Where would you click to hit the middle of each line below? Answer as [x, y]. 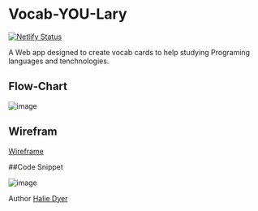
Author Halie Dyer [38, 198]
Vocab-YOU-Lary [68, 14]
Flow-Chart [38, 86]
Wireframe [26, 151]
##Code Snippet [36, 166]
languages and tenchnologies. [59, 61]
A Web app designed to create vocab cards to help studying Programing [129, 52]
